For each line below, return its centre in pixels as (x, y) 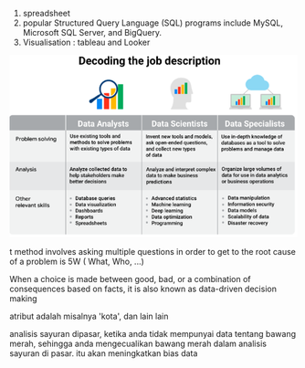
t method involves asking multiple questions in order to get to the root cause (153, 251)
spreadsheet (47, 13)
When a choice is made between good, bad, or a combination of (130, 279)
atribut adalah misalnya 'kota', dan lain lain (89, 316)
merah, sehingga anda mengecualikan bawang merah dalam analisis (138, 343)
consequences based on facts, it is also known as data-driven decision (143, 289)
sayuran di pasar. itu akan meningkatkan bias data (104, 353)
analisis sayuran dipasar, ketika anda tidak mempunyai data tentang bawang (153, 333)
